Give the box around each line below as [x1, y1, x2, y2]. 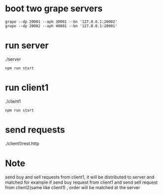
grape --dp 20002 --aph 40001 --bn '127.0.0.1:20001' [5, 23, 118, 29]
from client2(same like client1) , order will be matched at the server [5, 184, 140, 190]
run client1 [5, 82, 49, 94]
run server [5, 40, 49, 51]
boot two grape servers [5, 3, 103, 14]
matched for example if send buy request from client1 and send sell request [5, 179, 158, 185]
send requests [5, 124, 65, 135]
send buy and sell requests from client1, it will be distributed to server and [5, 174, 155, 180]
